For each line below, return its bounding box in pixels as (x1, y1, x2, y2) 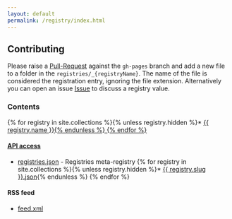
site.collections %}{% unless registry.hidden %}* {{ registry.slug (17, 165, 206, 173)
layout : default (7, 10, 55, 18)
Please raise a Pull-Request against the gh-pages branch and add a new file (7, 61, 226, 71)
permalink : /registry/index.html (7, 17, 106, 24)
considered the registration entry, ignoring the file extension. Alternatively (7, 77, 222, 85)
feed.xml (17, 204, 44, 213)
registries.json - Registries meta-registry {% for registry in (17, 157, 187, 166)
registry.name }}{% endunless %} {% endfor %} (7, 125, 147, 134)
